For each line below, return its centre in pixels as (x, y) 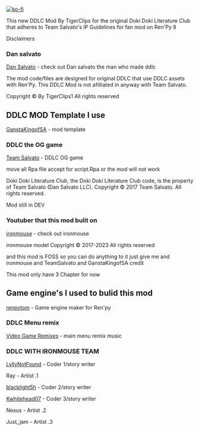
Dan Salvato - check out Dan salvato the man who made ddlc (81, 67)
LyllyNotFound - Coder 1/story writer (51, 364)
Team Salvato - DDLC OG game (45, 158)
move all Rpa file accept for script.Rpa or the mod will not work (83, 169)
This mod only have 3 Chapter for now (53, 274)
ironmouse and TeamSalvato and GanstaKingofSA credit (75, 263)
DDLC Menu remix (33, 323)
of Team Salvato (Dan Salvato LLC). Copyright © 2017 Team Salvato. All (94, 187)
